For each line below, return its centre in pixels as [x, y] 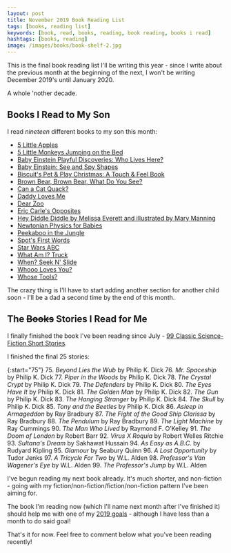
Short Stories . [48, 343]
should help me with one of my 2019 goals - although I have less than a [108, 514]
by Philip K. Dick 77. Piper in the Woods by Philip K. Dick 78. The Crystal [109, 377]
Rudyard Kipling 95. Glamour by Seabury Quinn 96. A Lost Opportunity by [112, 450]
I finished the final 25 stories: [48, 356]
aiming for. [22, 493]
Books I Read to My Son [59, 115]
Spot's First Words [43, 240]
